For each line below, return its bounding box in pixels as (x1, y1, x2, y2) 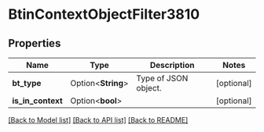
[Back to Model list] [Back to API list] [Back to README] (8, 116, 189, 124)
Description (149, 60, 195, 70)
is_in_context (12, 95, 63, 106)
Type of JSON (136, 73, 189, 84)
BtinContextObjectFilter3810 (8, 5, 200, 23)
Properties (8, 37, 61, 50)
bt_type (12, 78, 42, 88)
